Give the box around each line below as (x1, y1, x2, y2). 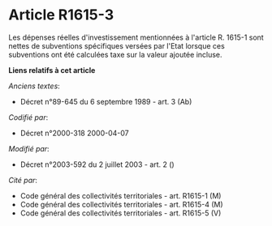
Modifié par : (8, 143, 50, 153)
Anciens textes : (8, 81, 61, 91)
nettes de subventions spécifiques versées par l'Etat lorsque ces (8, 41, 225, 50)
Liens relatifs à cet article (8, 65, 96, 75)
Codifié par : (8, 112, 49, 122)
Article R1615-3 (8, 6, 114, 24)
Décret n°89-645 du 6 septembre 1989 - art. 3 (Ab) (19, 96, 192, 106)
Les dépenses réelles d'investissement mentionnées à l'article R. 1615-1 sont (8, 32, 264, 42)
